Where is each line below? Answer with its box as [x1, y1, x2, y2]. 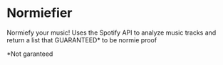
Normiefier [6, 5, 73, 21]
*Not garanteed [6, 49, 53, 58]
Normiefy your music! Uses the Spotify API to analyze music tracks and [6, 28, 217, 37]
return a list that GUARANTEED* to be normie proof [6, 35, 157, 44]
